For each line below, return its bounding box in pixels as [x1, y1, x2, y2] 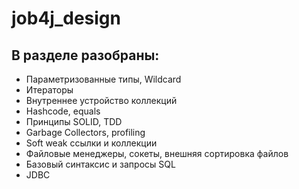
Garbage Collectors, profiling [25, 127, 146, 138]
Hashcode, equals [25, 105, 101, 117]
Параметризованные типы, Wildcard [25, 73, 182, 85]
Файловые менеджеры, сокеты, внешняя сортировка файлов [25, 148, 289, 159]
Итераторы [25, 84, 74, 96]
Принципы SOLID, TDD [25, 116, 123, 127]
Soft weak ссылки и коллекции [25, 137, 158, 149]
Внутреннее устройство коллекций [25, 95, 178, 106]
